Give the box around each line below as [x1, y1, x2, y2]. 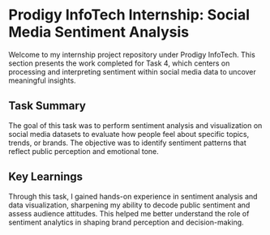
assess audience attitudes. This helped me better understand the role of [8, 208, 250, 218]
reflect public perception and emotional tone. [8, 146, 160, 156]
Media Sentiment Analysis [8, 23, 190, 41]
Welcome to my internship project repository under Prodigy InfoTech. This [8, 49, 255, 59]
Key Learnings [8, 170, 84, 184]
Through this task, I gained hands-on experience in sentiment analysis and [8, 191, 258, 201]
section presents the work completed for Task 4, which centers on [8, 58, 230, 68]
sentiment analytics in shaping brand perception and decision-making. [8, 217, 245, 227]
